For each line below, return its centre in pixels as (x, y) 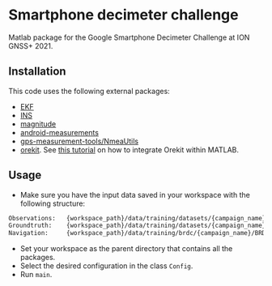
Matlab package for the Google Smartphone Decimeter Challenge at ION (129, 37)
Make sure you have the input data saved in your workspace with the (135, 194)
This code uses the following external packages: (89, 91)
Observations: (32, 218)
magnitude (38, 124)
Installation (37, 72)
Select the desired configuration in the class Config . (106, 266)
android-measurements (59, 132)
